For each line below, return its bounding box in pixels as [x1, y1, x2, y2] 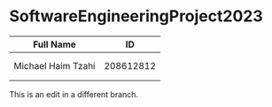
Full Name [32, 38, 77, 50]
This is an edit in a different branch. [9, 88, 139, 99]
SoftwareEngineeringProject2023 [9, 6, 263, 27]
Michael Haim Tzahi [13, 59, 96, 72]
